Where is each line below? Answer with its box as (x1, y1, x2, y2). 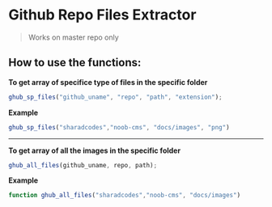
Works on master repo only (28, 32, 119, 42)
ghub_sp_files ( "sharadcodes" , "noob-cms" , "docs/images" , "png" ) (8, 123, 230, 131)
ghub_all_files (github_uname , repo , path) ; (8, 161, 158, 169)
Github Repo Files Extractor (8, 6, 197, 24)
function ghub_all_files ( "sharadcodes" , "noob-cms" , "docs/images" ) (8, 192, 241, 200)
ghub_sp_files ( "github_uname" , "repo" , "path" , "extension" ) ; (8, 93, 223, 101)
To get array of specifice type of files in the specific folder (8, 77, 208, 87)
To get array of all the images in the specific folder (8, 146, 181, 155)
